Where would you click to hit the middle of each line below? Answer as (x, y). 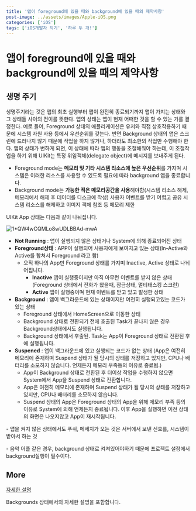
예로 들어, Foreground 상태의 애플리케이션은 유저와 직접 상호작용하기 (102, 126)
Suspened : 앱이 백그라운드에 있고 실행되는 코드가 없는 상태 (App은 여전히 (100, 351)
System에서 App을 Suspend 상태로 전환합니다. (78, 380)
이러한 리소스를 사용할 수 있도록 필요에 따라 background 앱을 (100, 176)
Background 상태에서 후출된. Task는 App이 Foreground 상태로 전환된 (104, 336)
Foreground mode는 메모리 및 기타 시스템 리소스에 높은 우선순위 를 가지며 (98, 168)
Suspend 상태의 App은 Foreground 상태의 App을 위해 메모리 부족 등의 (104, 402)
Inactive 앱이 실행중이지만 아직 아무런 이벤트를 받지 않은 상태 (102, 277)
